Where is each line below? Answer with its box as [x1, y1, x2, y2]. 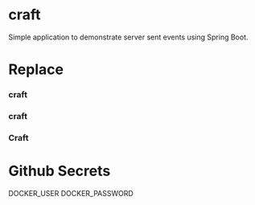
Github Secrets [8, 162, 111, 180]
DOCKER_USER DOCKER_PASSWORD [8, 188, 134, 198]
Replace [8, 60, 64, 79]
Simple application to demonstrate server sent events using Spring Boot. [8, 32, 249, 42]
